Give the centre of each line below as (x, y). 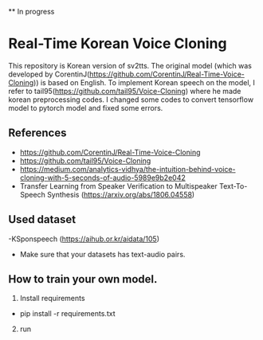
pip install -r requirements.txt (67, 314)
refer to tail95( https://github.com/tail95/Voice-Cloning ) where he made (125, 91)
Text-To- (233, 186)
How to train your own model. (83, 279)
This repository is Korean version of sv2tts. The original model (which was (130, 65)
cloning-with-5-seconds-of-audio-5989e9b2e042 (102, 178)
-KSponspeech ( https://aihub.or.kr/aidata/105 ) (84, 239)
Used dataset (42, 219)
